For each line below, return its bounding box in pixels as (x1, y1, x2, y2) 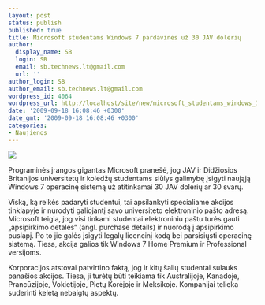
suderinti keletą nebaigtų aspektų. (8, 288, 119, 297)
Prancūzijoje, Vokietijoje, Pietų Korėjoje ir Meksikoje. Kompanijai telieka (8, 279, 239, 288)
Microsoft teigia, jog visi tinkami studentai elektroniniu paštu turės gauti (8, 214, 240, 223)
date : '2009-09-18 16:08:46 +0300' (8, 107, 125, 115)
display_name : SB (15, 48, 73, 56)
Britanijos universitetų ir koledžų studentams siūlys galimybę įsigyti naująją (8, 173, 251, 183)
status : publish (8, 19, 62, 27)
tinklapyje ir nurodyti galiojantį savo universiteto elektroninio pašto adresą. (8, 206, 249, 215)
